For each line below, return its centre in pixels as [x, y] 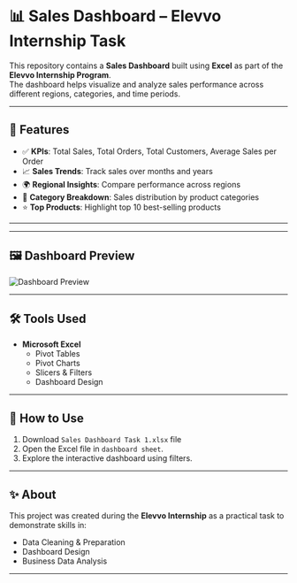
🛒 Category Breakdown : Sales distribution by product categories [140, 197]
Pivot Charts [58, 364]
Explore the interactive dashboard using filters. [107, 458]
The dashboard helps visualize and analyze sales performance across [137, 84]
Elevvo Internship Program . [61, 74]
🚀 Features [39, 130]
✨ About [33, 494]
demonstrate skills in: [48, 525]
